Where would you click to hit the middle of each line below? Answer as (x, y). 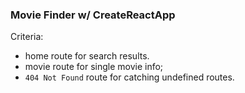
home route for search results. (87, 56)
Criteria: (27, 37)
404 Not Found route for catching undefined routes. (129, 77)
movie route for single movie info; (94, 67)
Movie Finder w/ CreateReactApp (93, 15)
